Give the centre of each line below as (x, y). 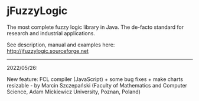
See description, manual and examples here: (61, 45)
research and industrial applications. (51, 33)
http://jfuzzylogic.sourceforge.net (48, 51)
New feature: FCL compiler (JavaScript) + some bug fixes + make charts (95, 79)
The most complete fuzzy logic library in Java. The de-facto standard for (95, 27)
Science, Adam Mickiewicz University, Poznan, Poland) (74, 92)
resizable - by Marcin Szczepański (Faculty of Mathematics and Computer (97, 85)
